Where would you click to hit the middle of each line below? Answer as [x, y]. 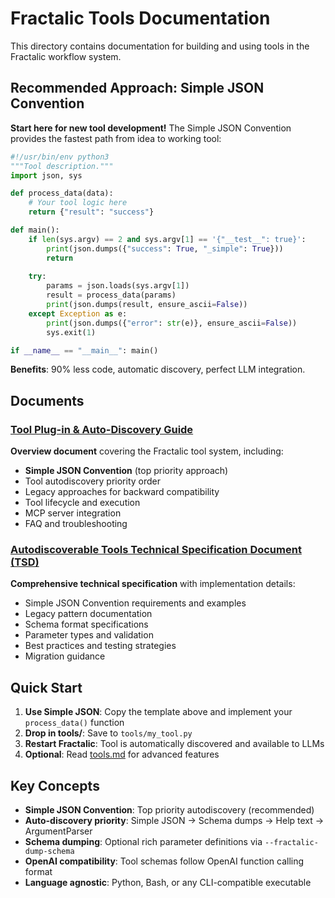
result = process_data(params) [111, 295]
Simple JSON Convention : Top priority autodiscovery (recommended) [169, 809]
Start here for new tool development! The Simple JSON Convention [151, 128]
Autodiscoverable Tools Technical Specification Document [156, 549]
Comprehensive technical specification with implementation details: [153, 584]
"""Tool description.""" [62, 166]
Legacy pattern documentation [88, 614]
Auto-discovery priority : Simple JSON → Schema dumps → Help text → [174, 820]
